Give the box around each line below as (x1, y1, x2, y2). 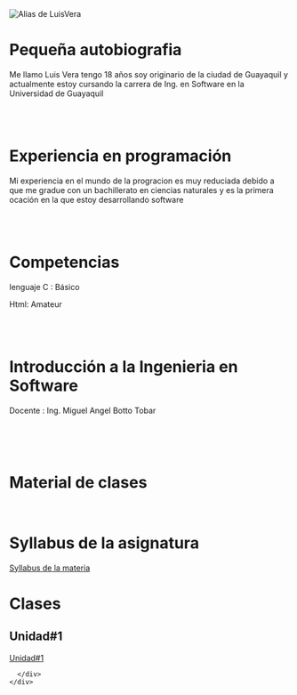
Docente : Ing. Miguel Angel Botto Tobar (9, 405, 157, 416)
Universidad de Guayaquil (9, 88, 104, 99)
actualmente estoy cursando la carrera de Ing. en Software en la (9, 78, 245, 89)
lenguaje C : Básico (9, 281, 80, 292)
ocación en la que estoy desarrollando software (9, 194, 184, 205)
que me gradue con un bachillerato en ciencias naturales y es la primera (9, 184, 274, 195)
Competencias (9, 253, 120, 272)
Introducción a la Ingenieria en (9, 357, 238, 376)
